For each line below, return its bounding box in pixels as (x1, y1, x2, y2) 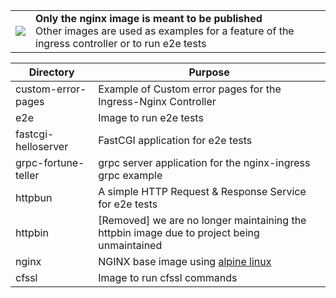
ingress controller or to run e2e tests (35, 37, 207, 50)
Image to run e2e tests (98, 111, 204, 124)
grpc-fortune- (15, 156, 85, 169)
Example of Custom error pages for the (98, 82, 282, 96)
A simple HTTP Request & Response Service (98, 185, 307, 198)
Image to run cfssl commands (98, 271, 238, 284)
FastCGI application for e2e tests (98, 134, 253, 147)
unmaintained (98, 239, 163, 252)
